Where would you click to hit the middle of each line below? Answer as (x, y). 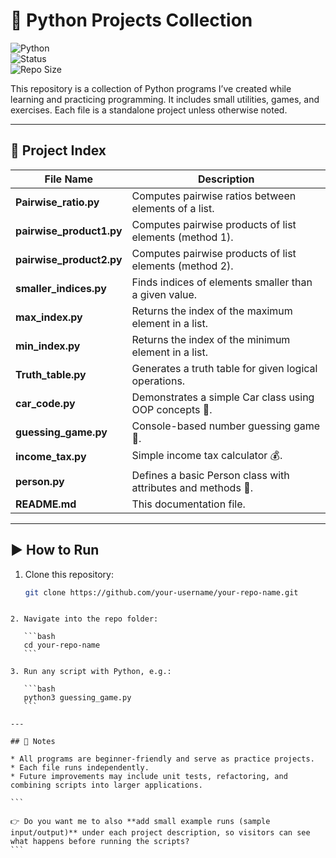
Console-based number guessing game (226, 426)
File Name (69, 179)
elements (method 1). (182, 237)
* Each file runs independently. (80, 768)
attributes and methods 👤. (192, 487)
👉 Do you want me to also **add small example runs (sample (140, 822)
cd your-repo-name (62, 645)
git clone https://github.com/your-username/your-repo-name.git (161, 592)
